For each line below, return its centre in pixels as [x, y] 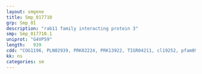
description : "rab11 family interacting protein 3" [72, 28]
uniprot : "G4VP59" [29, 39]
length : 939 [24, 45]
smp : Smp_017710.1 [29, 34]
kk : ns [14, 56]
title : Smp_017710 [29, 17]
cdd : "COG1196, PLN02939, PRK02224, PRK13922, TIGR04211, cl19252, [93, 51]
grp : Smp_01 [21, 23]
